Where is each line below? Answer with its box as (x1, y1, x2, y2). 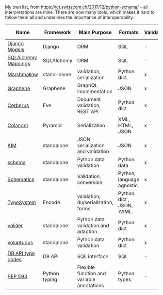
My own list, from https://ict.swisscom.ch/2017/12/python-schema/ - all (5, 4, 148, 10)
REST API (77, 108, 98, 115)
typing (43, 276, 57, 283)
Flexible (77, 264, 95, 271)
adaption (77, 228, 98, 235)
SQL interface (77, 253, 109, 260)
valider (7, 222, 23, 229)
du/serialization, (77, 199, 114, 206)
